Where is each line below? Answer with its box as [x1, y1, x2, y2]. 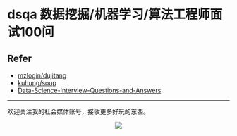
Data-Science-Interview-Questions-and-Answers [17, 86, 162, 94]
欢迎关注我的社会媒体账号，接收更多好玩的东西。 [7, 107, 150, 116]
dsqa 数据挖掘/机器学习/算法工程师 [7, 6, 210, 23]
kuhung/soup [17, 79, 56, 87]
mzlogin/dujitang [17, 71, 67, 80]
